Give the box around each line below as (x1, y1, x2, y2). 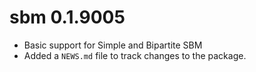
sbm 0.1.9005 (9, 6, 126, 29)
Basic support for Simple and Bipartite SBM (23, 39, 203, 51)
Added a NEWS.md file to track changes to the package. (23, 49, 247, 61)
